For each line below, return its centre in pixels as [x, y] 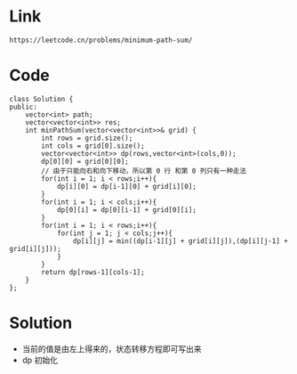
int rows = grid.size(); [87, 138]
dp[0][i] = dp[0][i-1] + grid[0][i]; [127, 210]
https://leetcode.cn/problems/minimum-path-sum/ [101, 40]
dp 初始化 [40, 360]
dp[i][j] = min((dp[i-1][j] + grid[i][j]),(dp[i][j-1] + [181, 241]
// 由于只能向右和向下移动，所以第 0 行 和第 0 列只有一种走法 [144, 171]
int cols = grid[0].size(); [93, 146]
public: [24, 107]
